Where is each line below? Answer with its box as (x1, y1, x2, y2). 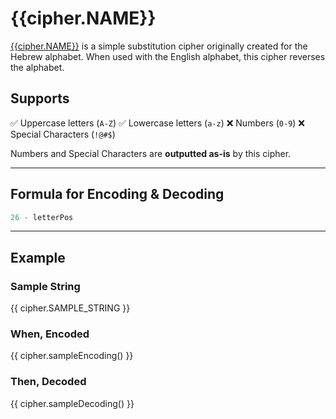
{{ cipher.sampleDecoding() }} (10, 397, 135, 409)
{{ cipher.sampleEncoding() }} (10, 350, 134, 362)
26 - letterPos (10, 212, 74, 222)
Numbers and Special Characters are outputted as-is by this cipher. (10, 147, 292, 159)
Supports (10, 90, 70, 107)
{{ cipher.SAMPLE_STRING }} (10, 302, 131, 314)
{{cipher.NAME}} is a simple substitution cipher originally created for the (10, 40, 308, 52)
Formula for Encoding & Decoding (10, 186, 225, 203)
